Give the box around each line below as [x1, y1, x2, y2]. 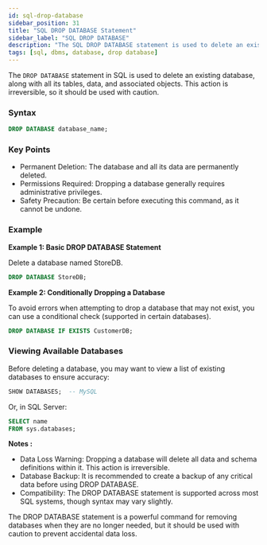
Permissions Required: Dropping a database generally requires [19, 179, 225, 189]
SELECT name [8, 417, 48, 426]
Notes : [8, 439, 33, 449]
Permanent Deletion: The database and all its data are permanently [19, 162, 239, 172]
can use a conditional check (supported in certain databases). [8, 311, 212, 321]
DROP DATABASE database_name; [8, 125, 109, 134]
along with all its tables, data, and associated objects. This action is [8, 79, 229, 88]
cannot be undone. [19, 204, 82, 214]
